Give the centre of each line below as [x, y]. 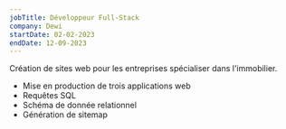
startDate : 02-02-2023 [52, 34]
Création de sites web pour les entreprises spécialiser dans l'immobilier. [143, 69]
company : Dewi [36, 26]
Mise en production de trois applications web [107, 86]
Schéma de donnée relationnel [80, 106]
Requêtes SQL [49, 96]
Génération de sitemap [65, 115]
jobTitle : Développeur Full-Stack [75, 18]
